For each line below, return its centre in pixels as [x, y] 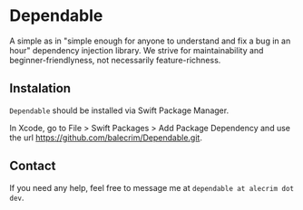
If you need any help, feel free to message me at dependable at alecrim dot [152, 187]
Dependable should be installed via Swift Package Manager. [119, 110]
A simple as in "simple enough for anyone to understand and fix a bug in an [150, 41]
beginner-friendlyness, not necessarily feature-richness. [115, 60]
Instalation [40, 88]
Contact [33, 166]
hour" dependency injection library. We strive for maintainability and [137, 50]
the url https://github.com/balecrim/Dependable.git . [106, 138]
